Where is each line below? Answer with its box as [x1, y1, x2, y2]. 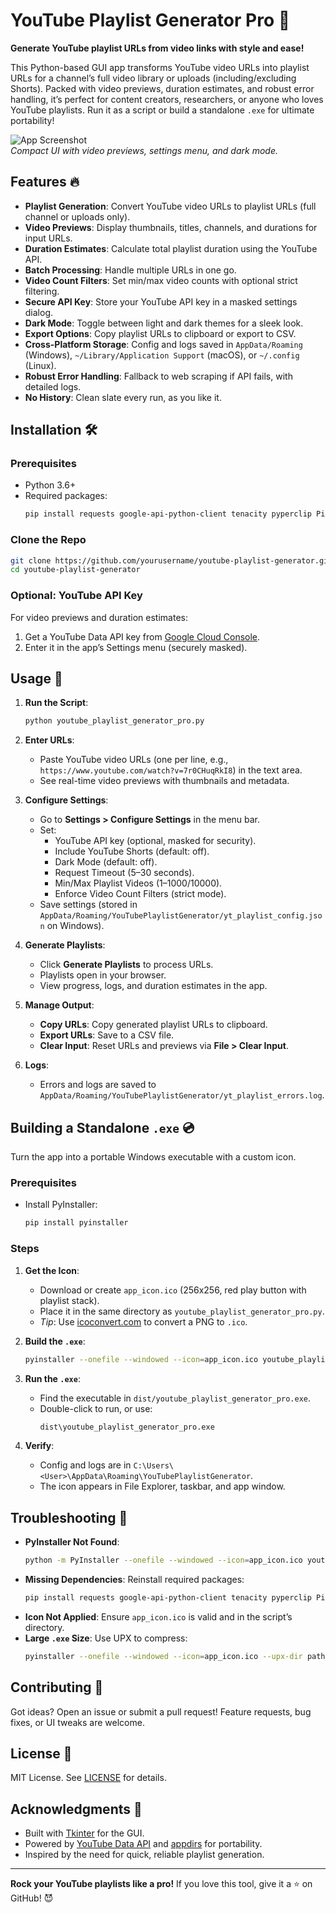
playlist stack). [39, 1294, 100, 1306]
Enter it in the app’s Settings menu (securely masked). [24, 641, 248, 653]
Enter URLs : [24, 734, 75, 746]
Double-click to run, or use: [39, 1402, 153, 1414]
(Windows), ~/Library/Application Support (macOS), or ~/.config [24, 349, 300, 361]
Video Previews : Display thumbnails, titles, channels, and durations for [24, 221, 318, 233]
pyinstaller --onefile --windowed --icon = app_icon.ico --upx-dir [24, 1651, 303, 1661]
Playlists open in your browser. [39, 969, 167, 981]
